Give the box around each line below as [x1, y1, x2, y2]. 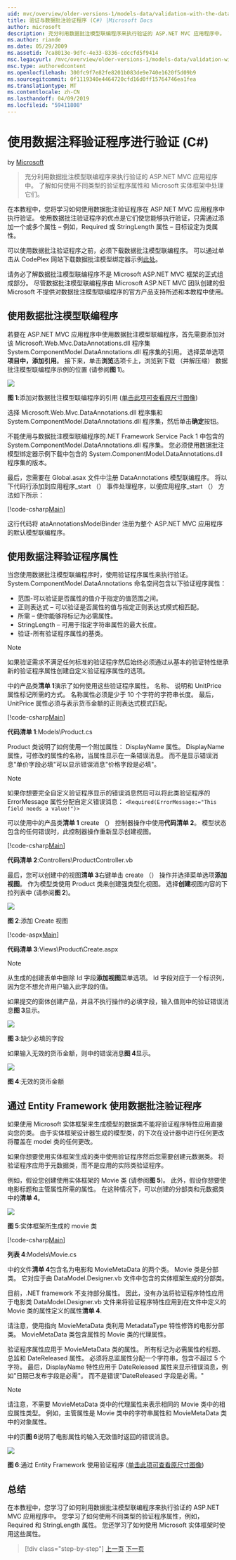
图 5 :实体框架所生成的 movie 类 [7, 1222, 97, 1230]
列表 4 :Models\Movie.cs [7, 1250, 77, 1259]
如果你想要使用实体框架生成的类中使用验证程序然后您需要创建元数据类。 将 [7, 1152, 225, 1161]
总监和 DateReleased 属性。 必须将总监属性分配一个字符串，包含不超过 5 [7, 1354, 218, 1363]
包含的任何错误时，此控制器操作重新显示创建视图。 [7, 827, 155, 836]
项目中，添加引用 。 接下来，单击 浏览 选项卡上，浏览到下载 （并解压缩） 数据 [7, 356, 228, 365]
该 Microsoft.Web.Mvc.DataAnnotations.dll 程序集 [7, 339, 151, 347]
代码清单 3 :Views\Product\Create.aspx [7, 945, 119, 954]
